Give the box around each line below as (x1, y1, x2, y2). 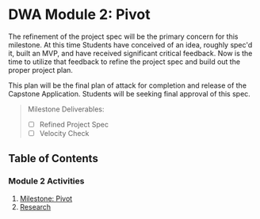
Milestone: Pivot (19, 194, 73, 203)
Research (19, 202, 52, 211)
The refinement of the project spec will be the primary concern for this (8, 32, 239, 41)
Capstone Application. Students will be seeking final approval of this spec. (8, 89, 251, 98)
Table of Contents (8, 152, 99, 165)
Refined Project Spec (39, 119, 109, 129)
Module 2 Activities (8, 176, 85, 187)
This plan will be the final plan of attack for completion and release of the (8, 81, 247, 90)
